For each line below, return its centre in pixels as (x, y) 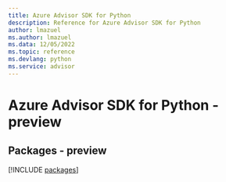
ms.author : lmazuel (40, 37)
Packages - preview (57, 151)
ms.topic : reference (42, 52)
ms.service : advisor (42, 67)
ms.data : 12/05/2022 (42, 45)
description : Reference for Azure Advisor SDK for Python (104, 23)
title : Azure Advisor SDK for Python (70, 15)
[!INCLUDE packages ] (43, 169)
